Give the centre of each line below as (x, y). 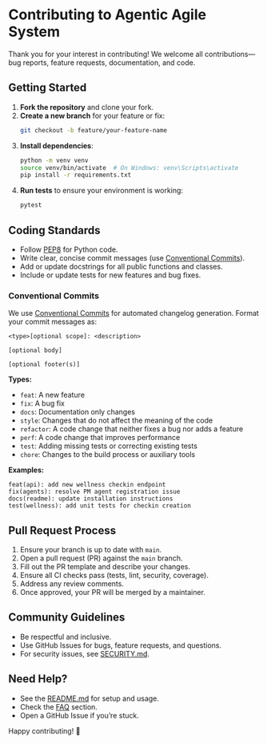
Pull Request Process (62, 530)
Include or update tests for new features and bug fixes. (110, 275)
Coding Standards (54, 230)
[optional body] (35, 350)
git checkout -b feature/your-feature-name (94, 130)
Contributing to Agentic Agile (107, 15)
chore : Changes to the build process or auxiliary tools (108, 455)
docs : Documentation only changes (78, 412)
